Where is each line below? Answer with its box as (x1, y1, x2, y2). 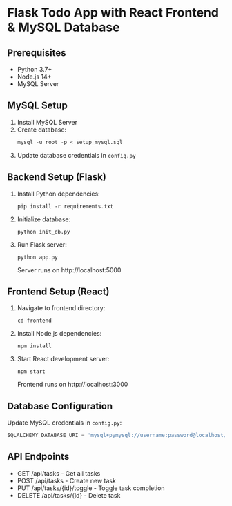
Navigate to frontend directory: (17, 304, 106, 312)
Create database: (17, 125, 67, 134)
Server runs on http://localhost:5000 (17, 265, 122, 274)
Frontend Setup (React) (7, 285, 110, 297)
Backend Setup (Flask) (7, 171, 107, 183)
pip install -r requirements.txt (17, 203, 114, 210)
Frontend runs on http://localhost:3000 (17, 381, 128, 389)
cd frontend (17, 317, 52, 325)
